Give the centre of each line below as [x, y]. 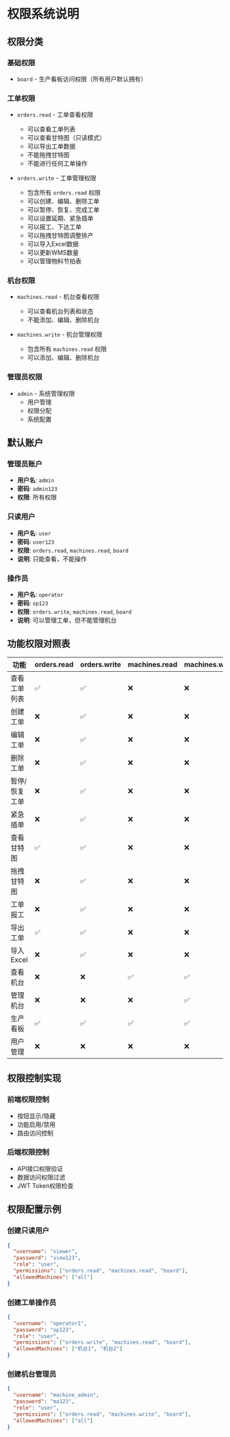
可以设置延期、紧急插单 [60, 218]
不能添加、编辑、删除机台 [63, 320]
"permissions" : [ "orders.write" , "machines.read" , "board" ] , [102, 1342]
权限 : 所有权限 [37, 497]
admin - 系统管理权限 [46, 393]
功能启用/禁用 [36, 1124]
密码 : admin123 [37, 489]
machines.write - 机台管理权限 [60, 335]
